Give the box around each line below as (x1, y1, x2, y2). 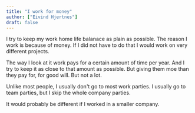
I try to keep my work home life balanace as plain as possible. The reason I (6, 36, 187, 43)
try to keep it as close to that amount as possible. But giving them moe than (6, 66, 190, 73)
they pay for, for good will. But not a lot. (6, 71, 102, 79)
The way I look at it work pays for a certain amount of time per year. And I (6, 59, 185, 66)
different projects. (6, 48, 49, 55)
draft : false (6, 19, 38, 25)
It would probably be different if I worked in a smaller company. (6, 101, 160, 108)
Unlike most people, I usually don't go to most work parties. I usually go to (6, 83, 186, 90)
